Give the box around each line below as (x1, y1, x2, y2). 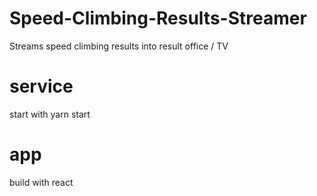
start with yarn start (9, 108, 91, 120)
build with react (9, 176, 74, 188)
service (9, 75, 74, 98)
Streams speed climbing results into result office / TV (9, 40, 229, 52)
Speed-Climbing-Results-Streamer (9, 7, 307, 30)
